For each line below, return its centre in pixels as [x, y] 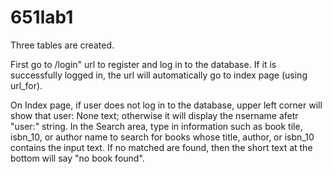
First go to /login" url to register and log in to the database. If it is [143, 64]
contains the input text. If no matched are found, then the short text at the [161, 147]
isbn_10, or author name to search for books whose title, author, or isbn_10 [162, 137]
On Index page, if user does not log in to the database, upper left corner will [166, 105]
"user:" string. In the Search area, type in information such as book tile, [156, 126]
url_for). [26, 85]
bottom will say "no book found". [77, 158]
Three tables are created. [62, 45]
